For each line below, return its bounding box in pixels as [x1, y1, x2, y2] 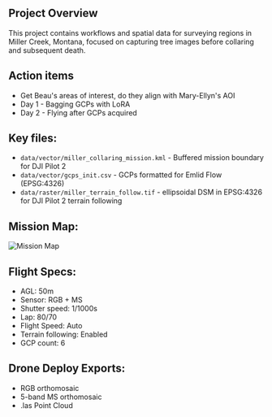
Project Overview [8, 7, 98, 20]
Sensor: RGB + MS [19, 295, 83, 305]
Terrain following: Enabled [19, 329, 108, 340]
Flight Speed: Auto [19, 321, 83, 331]
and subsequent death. [8, 45, 86, 55]
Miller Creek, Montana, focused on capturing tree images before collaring [8, 37, 254, 46]
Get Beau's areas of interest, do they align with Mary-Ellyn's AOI [19, 90, 235, 100]
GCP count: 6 [19, 338, 66, 348]
